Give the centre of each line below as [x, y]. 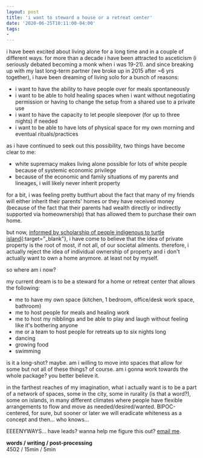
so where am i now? [31, 270]
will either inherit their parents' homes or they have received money [90, 201]
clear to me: [21, 152]
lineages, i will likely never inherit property [68, 183]
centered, [18, 413]
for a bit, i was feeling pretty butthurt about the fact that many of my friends [100, 195]
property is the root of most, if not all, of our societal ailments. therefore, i [98, 245]
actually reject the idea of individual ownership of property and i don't [93, 252]
